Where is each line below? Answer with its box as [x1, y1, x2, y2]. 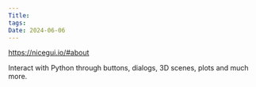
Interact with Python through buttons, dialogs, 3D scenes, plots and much [8, 63, 249, 73]
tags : [8, 19, 26, 27]
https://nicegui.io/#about [8, 48, 90, 58]
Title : [8, 11, 30, 20]
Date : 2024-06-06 [8, 26, 66, 34]
